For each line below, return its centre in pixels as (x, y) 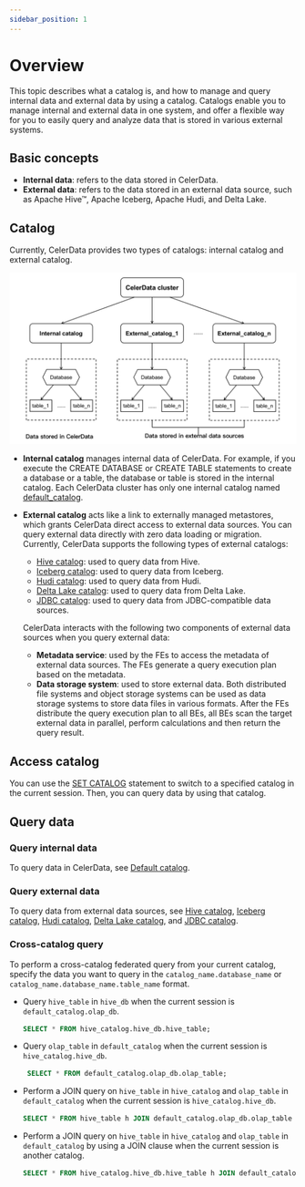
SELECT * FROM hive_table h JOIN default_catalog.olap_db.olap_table (158, 1119)
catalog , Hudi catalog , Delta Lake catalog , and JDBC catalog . (124, 921)
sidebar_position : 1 (49, 19)
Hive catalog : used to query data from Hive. (118, 562)
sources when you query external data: (96, 637)
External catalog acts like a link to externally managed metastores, (148, 515)
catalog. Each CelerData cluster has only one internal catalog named (151, 488)
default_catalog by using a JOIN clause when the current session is (151, 1146)
